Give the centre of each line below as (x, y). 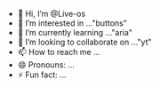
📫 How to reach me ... (59, 52)
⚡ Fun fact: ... (42, 75)
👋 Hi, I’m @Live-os (52, 14)
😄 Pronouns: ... (46, 65)
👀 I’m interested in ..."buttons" (72, 23)
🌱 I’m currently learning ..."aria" (75, 32)
